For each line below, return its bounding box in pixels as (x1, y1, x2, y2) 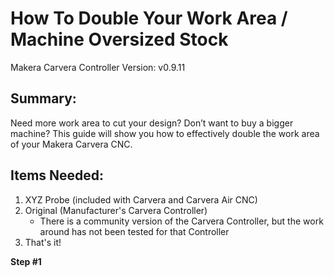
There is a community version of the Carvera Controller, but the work (39, 215, 324, 227)
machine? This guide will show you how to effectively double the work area (10, 127, 320, 139)
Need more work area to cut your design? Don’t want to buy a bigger (10, 117, 294, 129)
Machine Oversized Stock (10, 28, 229, 51)
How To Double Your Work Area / (10, 7, 288, 30)
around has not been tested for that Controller (39, 225, 230, 237)
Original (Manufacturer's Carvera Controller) (24, 204, 208, 216)
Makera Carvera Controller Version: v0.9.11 (10, 61, 186, 73)
